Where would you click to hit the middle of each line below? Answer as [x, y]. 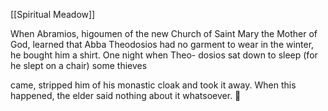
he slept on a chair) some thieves [79, 65]
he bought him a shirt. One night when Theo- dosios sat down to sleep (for [164, 55]
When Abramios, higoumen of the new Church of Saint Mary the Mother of [164, 33]
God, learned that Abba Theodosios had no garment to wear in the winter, [162, 44]
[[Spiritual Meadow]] [53, 14]
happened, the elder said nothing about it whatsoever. [121, 95]
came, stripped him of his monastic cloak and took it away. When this [153, 85]
